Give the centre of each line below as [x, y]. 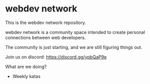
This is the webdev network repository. [46, 22]
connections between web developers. [46, 37]
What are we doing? [26, 66]
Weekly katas [26, 76]
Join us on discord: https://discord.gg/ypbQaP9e [56, 57]
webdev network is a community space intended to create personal [75, 32]
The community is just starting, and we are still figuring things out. [74, 47]
